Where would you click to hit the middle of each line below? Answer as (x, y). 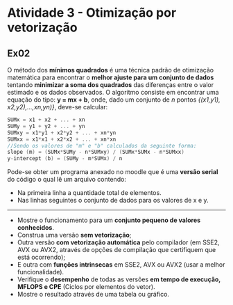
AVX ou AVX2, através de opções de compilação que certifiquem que (116, 250)
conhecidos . (35, 228)
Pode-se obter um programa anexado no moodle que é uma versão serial (113, 172)
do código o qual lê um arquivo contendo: (67, 180)
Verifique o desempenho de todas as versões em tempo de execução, (119, 279)
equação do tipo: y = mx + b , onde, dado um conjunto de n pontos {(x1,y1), (114, 100)
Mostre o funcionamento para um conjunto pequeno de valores (109, 220)
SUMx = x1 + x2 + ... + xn (46, 120)
